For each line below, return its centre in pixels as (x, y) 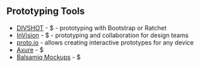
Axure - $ (30, 49)
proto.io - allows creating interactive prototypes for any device (105, 42)
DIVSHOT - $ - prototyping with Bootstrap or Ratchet (91, 27)
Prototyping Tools (46, 11)
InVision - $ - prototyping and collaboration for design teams (102, 35)
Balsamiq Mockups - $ (48, 57)
